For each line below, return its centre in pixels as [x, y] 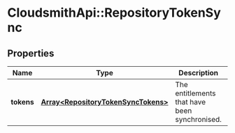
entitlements [195, 93]
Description [198, 73]
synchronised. [199, 119]
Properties [31, 53]
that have [191, 102]
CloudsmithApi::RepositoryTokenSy [114, 13]
